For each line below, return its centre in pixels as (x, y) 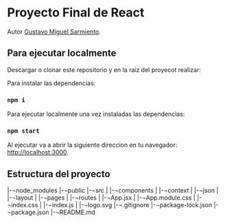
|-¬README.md (73, 212)
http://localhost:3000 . (38, 152)
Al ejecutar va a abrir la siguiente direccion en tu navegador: (92, 145)
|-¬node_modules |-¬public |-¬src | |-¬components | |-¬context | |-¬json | (113, 191)
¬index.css (23, 205)
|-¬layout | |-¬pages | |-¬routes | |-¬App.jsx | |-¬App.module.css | (101, 198)
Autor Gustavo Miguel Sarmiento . (54, 32)
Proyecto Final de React (76, 13)
